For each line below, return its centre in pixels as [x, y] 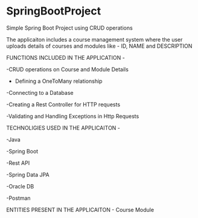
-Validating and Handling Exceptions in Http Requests [73, 116]
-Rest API [18, 163]
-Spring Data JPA [28, 175]
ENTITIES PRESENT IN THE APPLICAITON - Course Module [80, 210]
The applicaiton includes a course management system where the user [94, 39]
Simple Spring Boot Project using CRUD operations [69, 28]
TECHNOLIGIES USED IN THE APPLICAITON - [63, 127]
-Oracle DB [20, 186]
